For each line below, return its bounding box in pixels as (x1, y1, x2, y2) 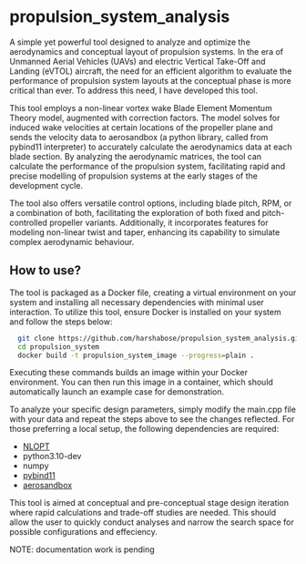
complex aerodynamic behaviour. (9, 236, 135, 247)
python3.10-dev (22, 451, 82, 462)
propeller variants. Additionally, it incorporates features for (49, 217, 269, 228)
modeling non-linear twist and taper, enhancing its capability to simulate (9, 226, 280, 238)
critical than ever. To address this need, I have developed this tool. (9, 85, 258, 96)
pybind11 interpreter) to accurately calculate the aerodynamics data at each (9, 141, 292, 152)
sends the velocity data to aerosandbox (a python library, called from (9, 131, 269, 142)
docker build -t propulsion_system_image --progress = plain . (17, 351, 255, 360)
